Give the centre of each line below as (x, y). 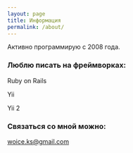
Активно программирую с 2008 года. (64, 47)
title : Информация (34, 20)
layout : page (26, 14)
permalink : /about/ (36, 27)
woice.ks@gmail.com (38, 141)
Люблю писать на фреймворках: (67, 66)
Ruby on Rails (27, 80)
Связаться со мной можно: (57, 126)
